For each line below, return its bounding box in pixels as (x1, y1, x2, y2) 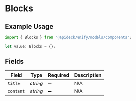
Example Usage (5, 22, 54, 31)
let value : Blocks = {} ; (5, 44, 56, 49)
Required (48, 71, 70, 78)
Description (74, 71, 102, 78)
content (7, 88, 25, 94)
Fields (5, 57, 24, 66)
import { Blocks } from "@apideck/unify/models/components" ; (5, 35, 132, 40)
